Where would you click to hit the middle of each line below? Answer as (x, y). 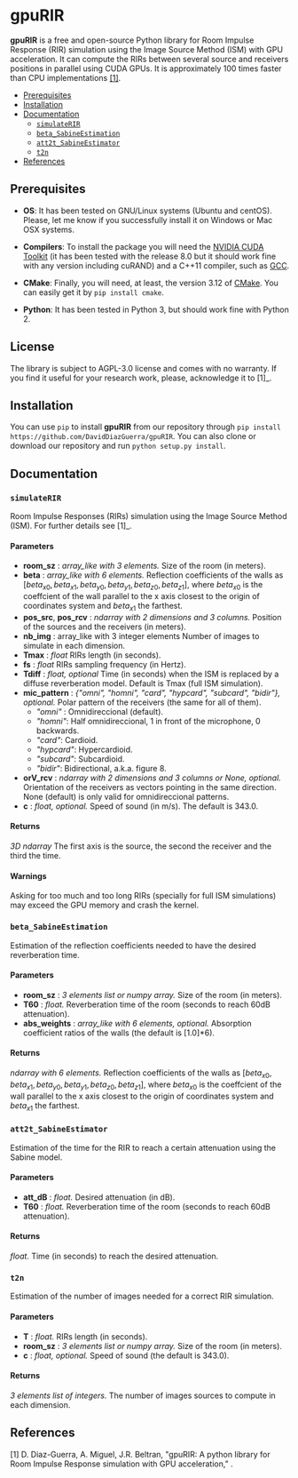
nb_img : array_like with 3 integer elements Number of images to (141, 635)
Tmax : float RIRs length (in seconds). (92, 655)
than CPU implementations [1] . (66, 77)
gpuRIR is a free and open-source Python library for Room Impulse (132, 40)
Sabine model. (36, 1157)
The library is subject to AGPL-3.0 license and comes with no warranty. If (144, 368)
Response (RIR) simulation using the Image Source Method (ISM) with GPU (146, 49)
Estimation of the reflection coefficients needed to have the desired (133, 945)
